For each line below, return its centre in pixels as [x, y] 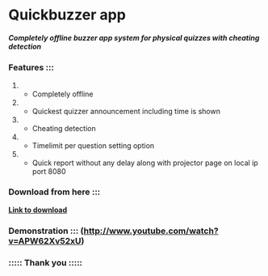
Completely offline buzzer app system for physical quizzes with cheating [134, 37]
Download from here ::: [54, 192]
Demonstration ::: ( [46, 231]
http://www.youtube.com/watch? [151, 231]
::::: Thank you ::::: [46, 262]
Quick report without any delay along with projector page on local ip [145, 163]
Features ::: [31, 68]
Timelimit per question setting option [93, 145]
